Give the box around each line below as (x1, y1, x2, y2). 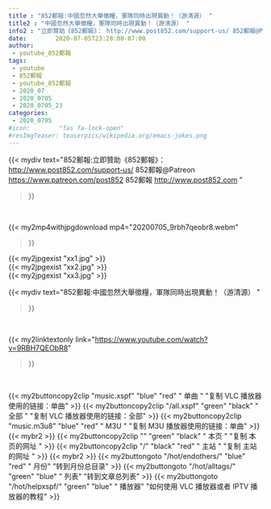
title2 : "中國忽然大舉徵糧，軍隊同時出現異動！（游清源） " (8, 19, 190, 27)
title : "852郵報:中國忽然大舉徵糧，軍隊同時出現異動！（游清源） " (8, 11, 213, 20)
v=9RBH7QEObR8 (8, 343, 69, 353)
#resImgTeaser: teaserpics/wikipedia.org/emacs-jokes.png (8, 131, 207, 139)
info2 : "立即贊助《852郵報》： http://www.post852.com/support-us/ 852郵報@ (8, 27, 260, 35)
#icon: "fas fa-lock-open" (8, 124, 125, 132)
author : (8, 42, 35, 50)
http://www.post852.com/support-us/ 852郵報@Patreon (8, 164, 196, 174)
